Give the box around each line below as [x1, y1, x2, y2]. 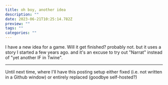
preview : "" [5, 21, 30, 26]
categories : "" [5, 30, 37, 35]
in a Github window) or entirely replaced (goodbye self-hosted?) [5, 74, 137, 80]
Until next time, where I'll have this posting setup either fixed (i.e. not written [5, 69, 162, 75]
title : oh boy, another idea [5, 7, 66, 12]
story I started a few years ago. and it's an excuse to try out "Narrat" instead [5, 49, 162, 55]
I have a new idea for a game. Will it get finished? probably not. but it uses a [5, 44, 161, 50]
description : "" [5, 12, 39, 17]
